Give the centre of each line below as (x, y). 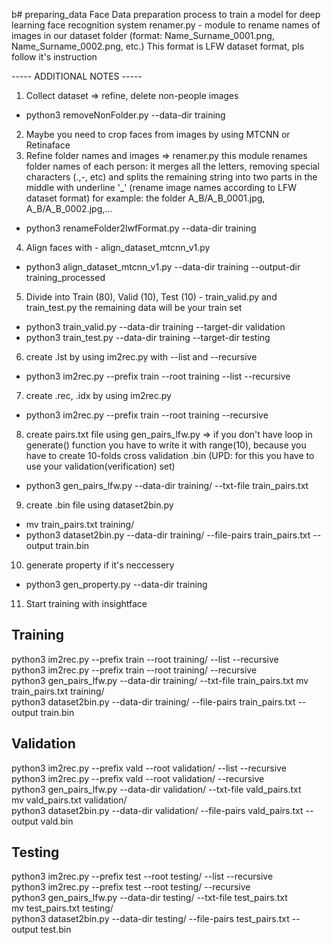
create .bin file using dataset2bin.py (99, 505)
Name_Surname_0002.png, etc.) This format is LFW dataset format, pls (158, 46)
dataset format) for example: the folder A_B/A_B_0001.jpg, (145, 198)
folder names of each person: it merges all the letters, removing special (172, 166)
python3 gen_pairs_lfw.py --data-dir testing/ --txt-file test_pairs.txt (149, 898)
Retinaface (48, 145)
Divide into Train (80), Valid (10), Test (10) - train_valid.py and (151, 297)
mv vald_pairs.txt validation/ (69, 800)
